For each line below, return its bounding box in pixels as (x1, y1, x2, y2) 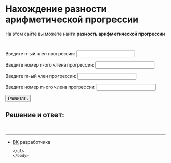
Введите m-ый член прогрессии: (5, 73, 77, 79)
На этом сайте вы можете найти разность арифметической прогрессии (5, 30, 165, 37)
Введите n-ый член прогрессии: (5, 50, 75, 56)
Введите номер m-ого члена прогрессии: (5, 84, 96, 90)
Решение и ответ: (5, 111, 65, 119)
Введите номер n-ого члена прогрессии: (5, 61, 95, 68)
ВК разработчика (12, 139, 51, 145)
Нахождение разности (5, 3, 107, 15)
